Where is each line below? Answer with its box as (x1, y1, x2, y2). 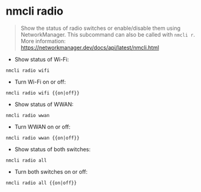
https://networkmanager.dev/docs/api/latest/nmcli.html (20, 44, 160, 51)
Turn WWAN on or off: (14, 123, 71, 130)
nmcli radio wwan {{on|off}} (5, 135, 80, 141)
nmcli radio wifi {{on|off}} (5, 90, 80, 96)
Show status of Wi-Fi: (14, 55, 69, 63)
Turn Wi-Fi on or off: (14, 78, 66, 85)
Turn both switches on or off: (14, 168, 88, 175)
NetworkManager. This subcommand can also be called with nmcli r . (20, 30, 196, 38)
